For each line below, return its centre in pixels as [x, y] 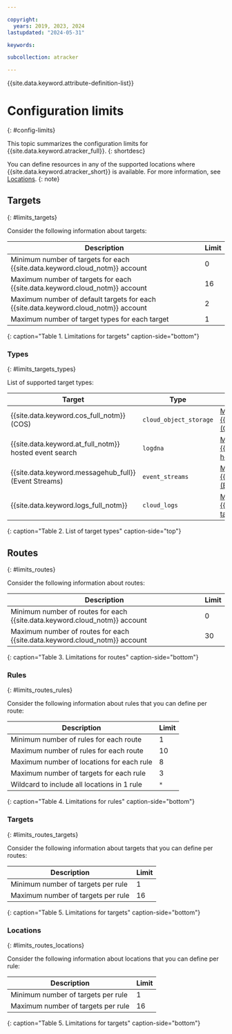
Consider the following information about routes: [76, 583]
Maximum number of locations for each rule [82, 762]
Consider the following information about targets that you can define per [110, 848]
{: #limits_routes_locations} [46, 945]
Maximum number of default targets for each [84, 299]
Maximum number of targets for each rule [78, 773]
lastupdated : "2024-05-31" [46, 32]
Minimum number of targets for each [70, 259]
